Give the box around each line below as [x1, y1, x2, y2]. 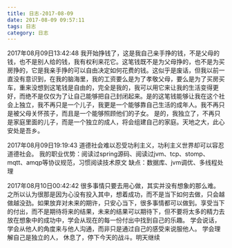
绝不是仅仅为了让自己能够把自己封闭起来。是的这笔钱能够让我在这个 [25, 92, 219, 101]
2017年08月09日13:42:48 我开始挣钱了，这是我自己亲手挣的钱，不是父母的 [7, 49, 220, 57]
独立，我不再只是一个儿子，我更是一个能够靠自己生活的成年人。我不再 [19, 101, 219, 109]
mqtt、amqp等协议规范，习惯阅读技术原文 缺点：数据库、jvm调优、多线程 [7, 158, 217, 167]
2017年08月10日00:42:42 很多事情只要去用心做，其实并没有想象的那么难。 [7, 182, 220, 190]
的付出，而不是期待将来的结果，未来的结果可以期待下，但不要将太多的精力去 [7, 207, 225, 216]
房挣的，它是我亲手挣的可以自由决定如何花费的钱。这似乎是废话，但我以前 [7, 66, 219, 74]
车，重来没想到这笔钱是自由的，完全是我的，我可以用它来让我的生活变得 [7, 83, 213, 92]
